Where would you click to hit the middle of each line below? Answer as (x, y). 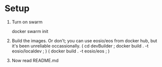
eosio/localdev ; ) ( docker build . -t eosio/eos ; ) (61, 51)
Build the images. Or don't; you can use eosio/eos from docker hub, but (84, 41)
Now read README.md (35, 60)
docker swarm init (30, 31)
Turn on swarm (27, 22)
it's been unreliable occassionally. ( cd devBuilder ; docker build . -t (80, 46)
